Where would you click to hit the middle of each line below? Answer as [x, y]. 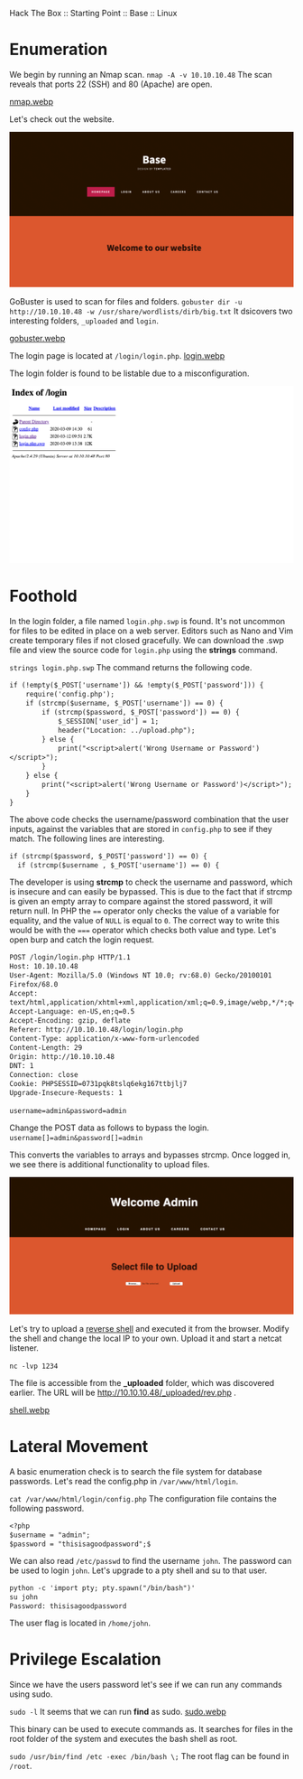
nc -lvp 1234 [34, 1366]
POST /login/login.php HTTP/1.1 [70, 957]
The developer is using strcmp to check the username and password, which [151, 882]
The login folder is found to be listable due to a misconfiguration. [129, 373]
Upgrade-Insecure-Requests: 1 [66, 1092]
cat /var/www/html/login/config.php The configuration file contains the [143, 1498]
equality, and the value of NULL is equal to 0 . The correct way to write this [144, 920]
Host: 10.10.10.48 [44, 966]
